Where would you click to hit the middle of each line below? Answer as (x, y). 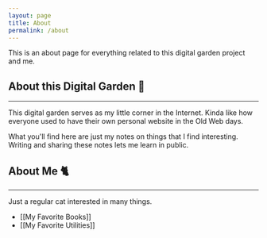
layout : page (30, 15)
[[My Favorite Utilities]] (57, 225)
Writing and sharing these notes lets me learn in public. (99, 145)
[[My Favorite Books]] (55, 217)
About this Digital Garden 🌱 (77, 86)
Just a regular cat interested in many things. (80, 202)
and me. (22, 61)
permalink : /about (39, 30)
